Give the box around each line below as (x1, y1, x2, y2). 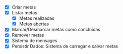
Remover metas (11, 32, 44, 38)
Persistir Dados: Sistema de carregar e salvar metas (11, 43, 119, 49)
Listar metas (11, 10, 38, 16)
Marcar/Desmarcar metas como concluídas (11, 27, 100, 33)
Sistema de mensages (11, 38, 58, 44)
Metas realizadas (19, 15, 55, 21)
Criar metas (11, 4, 36, 10)
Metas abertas (19, 21, 49, 27)
